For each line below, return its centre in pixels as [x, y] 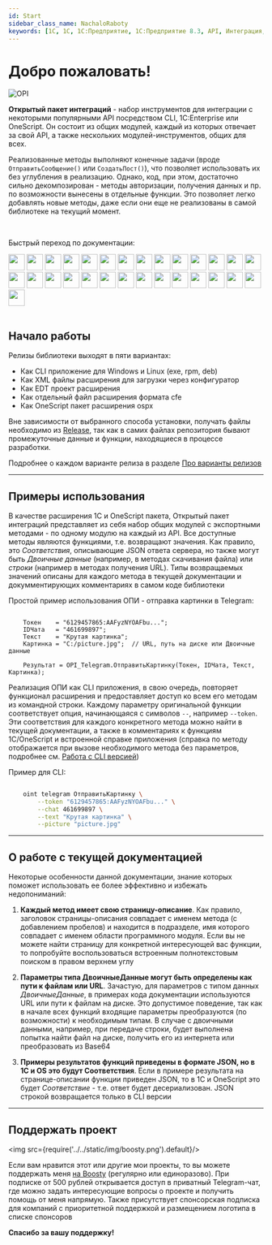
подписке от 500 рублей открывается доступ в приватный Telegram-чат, [134, 1182]
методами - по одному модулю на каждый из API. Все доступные [122, 533]
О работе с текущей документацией [106, 857]
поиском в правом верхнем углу [77, 962]
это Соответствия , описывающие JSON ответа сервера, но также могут [134, 550]
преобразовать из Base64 [65, 1046]
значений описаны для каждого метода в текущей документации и [125, 576]
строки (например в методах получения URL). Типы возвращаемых [126, 567]
